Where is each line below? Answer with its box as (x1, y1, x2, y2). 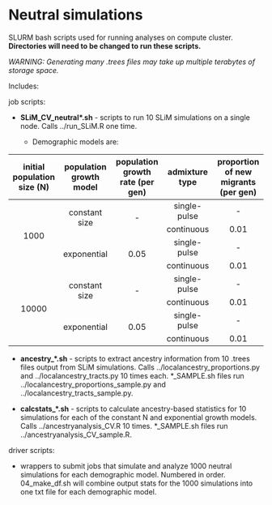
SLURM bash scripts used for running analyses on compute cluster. (8, 32, 233, 42)
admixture (167, 166, 208, 178)
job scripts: (8, 96, 46, 106)
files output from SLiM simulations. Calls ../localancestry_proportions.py (19, 362, 261, 372)
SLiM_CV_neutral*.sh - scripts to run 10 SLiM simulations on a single (19, 112, 251, 122)
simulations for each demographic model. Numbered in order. (19, 469, 226, 479)
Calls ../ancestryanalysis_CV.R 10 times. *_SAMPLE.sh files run (19, 421, 228, 430)
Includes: (8, 81, 39, 91)
